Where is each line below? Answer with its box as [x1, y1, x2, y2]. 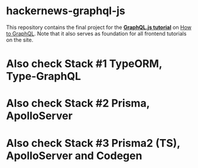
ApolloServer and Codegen [6, 149, 142, 162]
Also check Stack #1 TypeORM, [6, 57, 163, 70]
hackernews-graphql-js [6, 4, 126, 18]
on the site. [6, 36, 34, 43]
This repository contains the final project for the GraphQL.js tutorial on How [6, 24, 192, 31]
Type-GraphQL [6, 70, 82, 83]
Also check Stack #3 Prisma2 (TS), [6, 136, 180, 150]
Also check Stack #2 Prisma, [6, 96, 150, 110]
